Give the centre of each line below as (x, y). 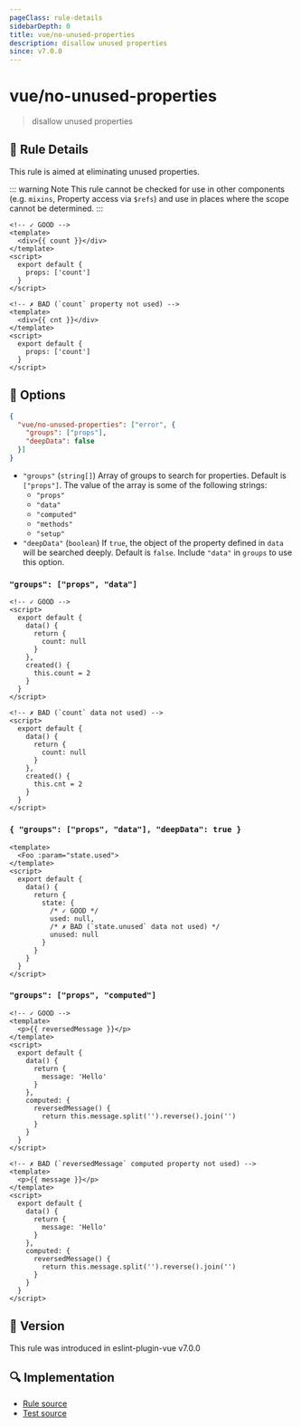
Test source (45, 1413)
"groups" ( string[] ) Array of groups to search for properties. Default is (154, 475)
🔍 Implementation (62, 1378)
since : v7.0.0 (36, 52)
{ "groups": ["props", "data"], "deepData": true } (126, 830)
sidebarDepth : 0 (40, 26)
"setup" (50, 534)
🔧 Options (38, 395)
